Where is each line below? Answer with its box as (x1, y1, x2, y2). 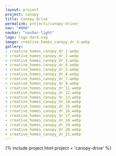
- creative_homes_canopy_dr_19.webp (5, 122, 81, 127)
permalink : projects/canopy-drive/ (5, 21, 79, 26)
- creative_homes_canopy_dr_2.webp (5, 53, 79, 58)
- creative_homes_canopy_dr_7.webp (5, 76, 79, 81)
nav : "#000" (5, 26, 30, 31)
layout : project (5, 7, 39, 12)
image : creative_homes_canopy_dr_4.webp (5, 40, 91, 45)
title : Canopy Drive (5, 16, 48, 21)
